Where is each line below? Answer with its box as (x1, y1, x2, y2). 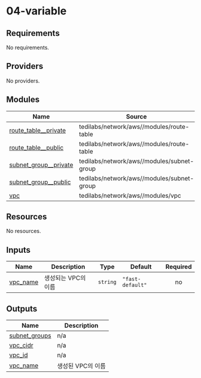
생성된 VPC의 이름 (56, 362, 106, 370)
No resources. (6, 228, 41, 235)
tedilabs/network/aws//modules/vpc (78, 191, 181, 199)
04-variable (6, 4, 67, 18)
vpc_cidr (9, 341, 34, 350)
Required (165, 262, 192, 271)
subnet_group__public (9, 178, 71, 186)
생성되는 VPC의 (44, 274, 86, 282)
